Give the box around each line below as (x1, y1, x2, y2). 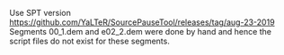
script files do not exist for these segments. (9, 35, 171, 46)
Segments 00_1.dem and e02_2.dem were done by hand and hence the (9, 27, 272, 36)
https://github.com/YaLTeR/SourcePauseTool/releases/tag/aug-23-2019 (9, 17, 276, 27)
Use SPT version (9, 8, 72, 18)
